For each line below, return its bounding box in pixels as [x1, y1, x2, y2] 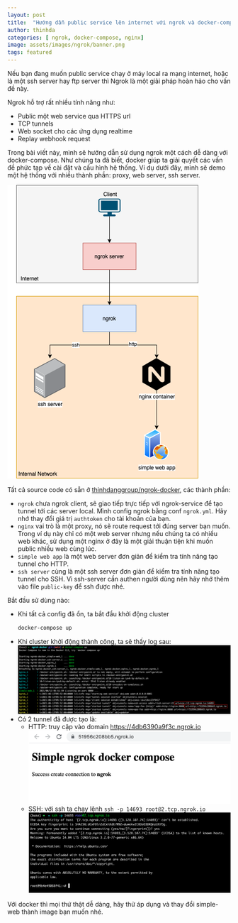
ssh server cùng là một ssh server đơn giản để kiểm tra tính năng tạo [17, 567, 220, 575]
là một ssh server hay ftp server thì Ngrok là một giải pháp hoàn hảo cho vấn [7, 77, 231, 85]
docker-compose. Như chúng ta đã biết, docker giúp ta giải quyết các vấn [7, 156, 223, 164]
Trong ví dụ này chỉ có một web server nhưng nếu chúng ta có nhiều [17, 530, 218, 537]
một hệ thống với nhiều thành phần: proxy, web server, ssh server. [7, 171, 200, 179]
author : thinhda [7, 26, 55, 33]
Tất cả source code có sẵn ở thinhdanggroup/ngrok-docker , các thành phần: [7, 486, 231, 493]
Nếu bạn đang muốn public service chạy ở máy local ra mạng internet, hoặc [7, 70, 229, 77]
